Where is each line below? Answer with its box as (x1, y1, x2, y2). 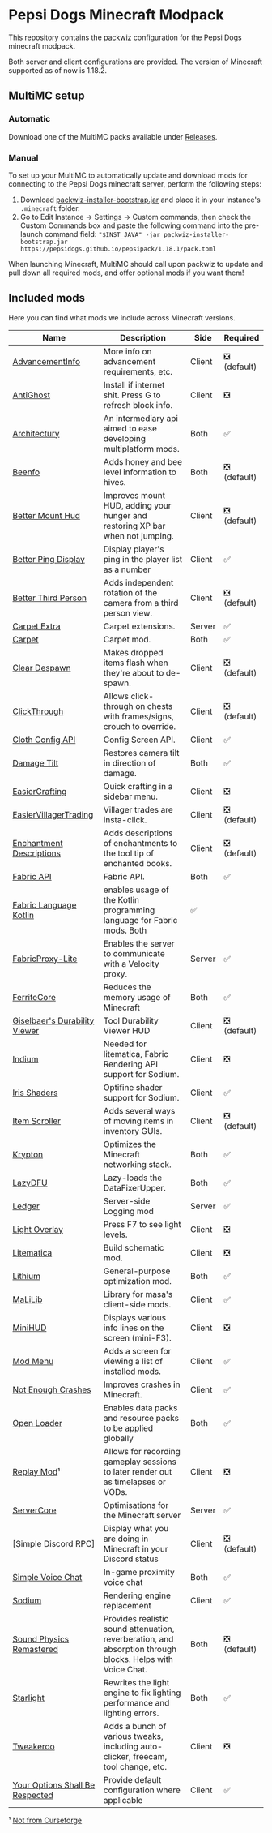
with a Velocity (103, 958, 159, 969)
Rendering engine (103, 1590, 172, 1601)
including (103, 1741, 139, 1752)
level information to (103, 466, 176, 478)
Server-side (103, 1195, 151, 1206)
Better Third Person (12, 592, 87, 603)
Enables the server (103, 938, 175, 949)
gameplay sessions (103, 1456, 176, 1467)
